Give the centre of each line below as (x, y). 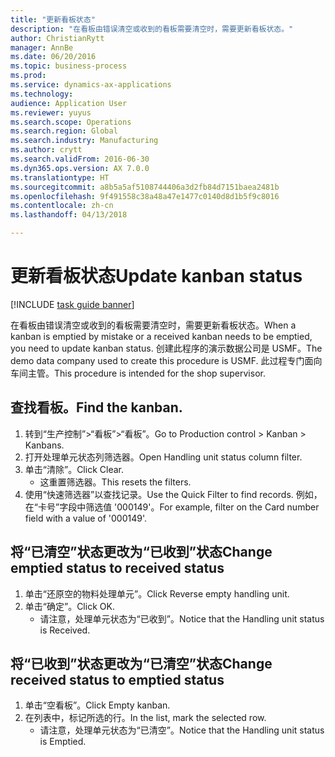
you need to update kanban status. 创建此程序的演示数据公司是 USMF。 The (166, 348)
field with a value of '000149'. (86, 518)
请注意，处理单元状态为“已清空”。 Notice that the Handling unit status (182, 730)
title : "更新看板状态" (53, 19)
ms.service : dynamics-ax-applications (91, 85)
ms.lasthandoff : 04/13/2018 (69, 215)
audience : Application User (69, 103)
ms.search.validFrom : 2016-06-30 (80, 159)
